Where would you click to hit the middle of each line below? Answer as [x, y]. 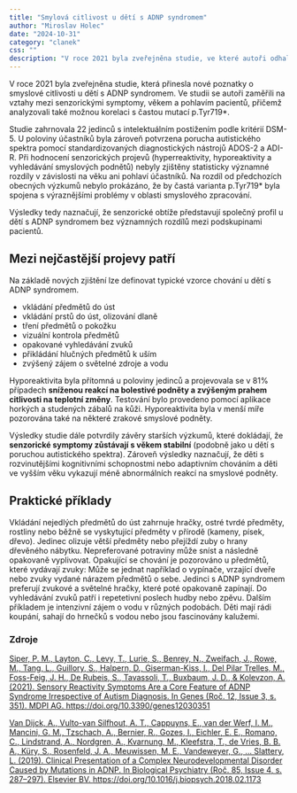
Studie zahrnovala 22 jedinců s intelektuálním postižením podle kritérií [137, 129]
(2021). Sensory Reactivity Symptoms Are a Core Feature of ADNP [130, 687]
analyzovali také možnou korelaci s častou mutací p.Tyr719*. [119, 112]
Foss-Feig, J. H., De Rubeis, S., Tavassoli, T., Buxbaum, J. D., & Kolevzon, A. [147, 677]
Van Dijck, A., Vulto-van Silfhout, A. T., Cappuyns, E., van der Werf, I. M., [141, 722]
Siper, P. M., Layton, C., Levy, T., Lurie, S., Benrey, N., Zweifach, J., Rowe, [143, 658]
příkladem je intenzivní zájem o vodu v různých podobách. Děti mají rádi [141, 607]
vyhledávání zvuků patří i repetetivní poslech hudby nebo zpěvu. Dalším [140, 597]
